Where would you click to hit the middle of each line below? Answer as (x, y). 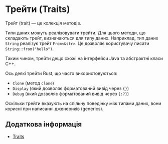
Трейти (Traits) (38, 9)
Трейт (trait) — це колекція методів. (43, 23)
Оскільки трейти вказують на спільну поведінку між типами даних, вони (83, 103)
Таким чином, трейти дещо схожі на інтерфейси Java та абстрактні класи (84, 58)
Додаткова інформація (43, 124)
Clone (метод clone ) (33, 83)
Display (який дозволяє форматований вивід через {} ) (71, 88)
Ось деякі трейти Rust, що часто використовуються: (61, 73)
